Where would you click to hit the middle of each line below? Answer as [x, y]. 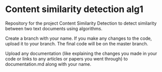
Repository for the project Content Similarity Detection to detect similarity [81, 23]
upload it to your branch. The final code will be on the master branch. [77, 43]
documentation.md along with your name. [48, 64]
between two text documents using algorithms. [54, 28]
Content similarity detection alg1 [74, 9]
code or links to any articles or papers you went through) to [66, 58]
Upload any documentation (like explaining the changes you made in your [81, 53]
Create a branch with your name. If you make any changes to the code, [78, 38]
